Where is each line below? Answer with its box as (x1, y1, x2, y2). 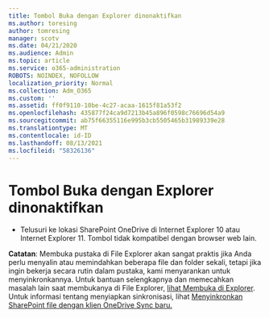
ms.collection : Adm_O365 (8, 86, 92, 95)
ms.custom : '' (8, 94, 56, 102)
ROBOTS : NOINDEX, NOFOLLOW (8, 72, 99, 80)
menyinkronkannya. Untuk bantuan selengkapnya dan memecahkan (8, 275, 234, 284)
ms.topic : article (8, 57, 70, 65)
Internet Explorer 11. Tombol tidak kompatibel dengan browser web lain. (19, 233, 258, 243)
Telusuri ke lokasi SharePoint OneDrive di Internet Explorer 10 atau (19, 225, 240, 234)
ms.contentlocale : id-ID (8, 131, 92, 139)
